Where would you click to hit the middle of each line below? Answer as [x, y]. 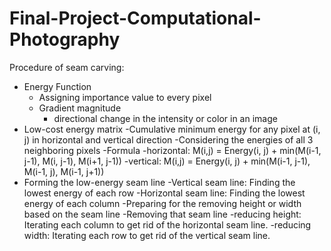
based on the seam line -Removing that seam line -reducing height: [162, 214]
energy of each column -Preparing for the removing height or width [162, 203]
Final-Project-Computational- [135, 18]
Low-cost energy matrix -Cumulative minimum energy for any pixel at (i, [172, 129]
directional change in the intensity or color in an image [165, 118]
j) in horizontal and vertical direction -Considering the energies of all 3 [168, 139]
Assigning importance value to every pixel [125, 97]
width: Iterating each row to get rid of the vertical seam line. [147, 235]
